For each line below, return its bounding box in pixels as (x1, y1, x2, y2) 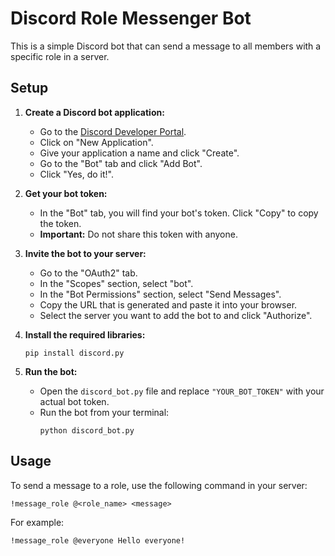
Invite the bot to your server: (24, 247, 147, 259)
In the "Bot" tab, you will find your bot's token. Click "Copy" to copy (39, 207, 319, 219)
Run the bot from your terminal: (39, 406, 170, 418)
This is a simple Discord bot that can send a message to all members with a (10, 40, 322, 52)
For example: (10, 516, 65, 528)
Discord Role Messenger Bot (10, 7, 252, 30)
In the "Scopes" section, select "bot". (39, 277, 194, 289)
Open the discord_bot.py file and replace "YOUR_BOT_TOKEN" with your (39, 385, 325, 397)
